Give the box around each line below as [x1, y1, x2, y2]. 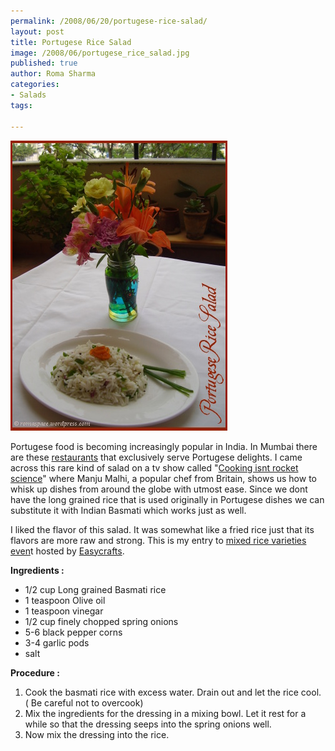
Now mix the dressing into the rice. [24, 728, 170, 740]
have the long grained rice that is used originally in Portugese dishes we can [10, 493, 325, 505]
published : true [10, 58, 78, 69]
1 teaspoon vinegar [24, 605, 104, 617]
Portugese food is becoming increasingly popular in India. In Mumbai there [10, 440, 318, 452]
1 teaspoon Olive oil [24, 594, 106, 606]
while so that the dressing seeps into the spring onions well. [24, 718, 272, 730]
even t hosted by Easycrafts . [10, 545, 125, 557]
